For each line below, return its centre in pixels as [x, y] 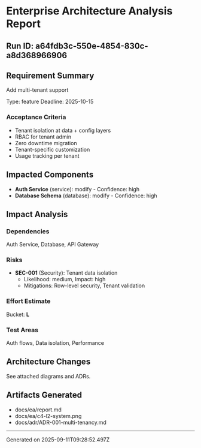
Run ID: [20, 46]
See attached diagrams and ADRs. [48, 376]
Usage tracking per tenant [47, 156]
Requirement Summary [50, 75]
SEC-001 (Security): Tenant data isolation [66, 273]
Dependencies [28, 231]
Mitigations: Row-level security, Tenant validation [84, 285]
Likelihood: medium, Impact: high [65, 279]
